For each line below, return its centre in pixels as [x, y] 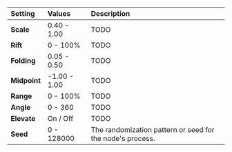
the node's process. [123, 139]
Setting [23, 13]
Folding [23, 60]
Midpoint [26, 80]
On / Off [60, 118]
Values [59, 13]
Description [110, 13]
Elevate [23, 118]
